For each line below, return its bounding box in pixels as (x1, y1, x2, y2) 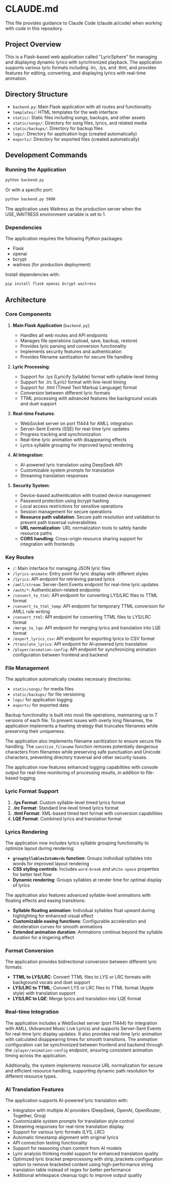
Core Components (5, 311, 52, 318)
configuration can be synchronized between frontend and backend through (5, 1041, 163, 1048)
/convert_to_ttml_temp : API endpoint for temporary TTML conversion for (12, 603, 165, 609)
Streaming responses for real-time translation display (12, 1123, 124, 1130)
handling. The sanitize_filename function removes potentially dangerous (5, 744, 158, 750)
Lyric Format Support (5, 788, 59, 795)
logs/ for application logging (12, 697, 73, 703)
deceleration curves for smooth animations (12, 924, 103, 930)
